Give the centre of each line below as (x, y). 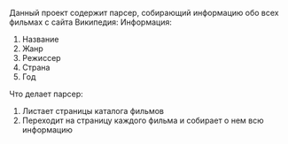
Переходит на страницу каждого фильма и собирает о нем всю (143, 120)
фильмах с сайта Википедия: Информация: (91, 22)
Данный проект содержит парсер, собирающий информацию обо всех (144, 13)
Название (40, 39)
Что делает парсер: (47, 94)
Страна (36, 67)
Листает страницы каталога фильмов (93, 111)
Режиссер (41, 58)
